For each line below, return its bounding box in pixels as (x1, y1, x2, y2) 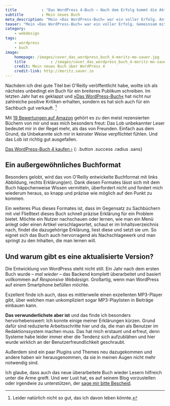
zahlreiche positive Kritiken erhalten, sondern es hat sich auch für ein (5, 99, 150, 104)
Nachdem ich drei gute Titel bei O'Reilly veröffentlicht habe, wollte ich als (5, 83, 158, 89)
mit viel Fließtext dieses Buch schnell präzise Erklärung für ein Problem (5, 211, 153, 217)
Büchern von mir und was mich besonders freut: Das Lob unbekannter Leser (5, 120, 165, 126)
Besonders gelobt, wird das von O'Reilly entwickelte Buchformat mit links (5, 174, 158, 180)
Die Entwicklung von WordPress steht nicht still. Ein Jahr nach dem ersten (5, 266, 159, 272)
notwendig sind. (5, 360, 39, 366)
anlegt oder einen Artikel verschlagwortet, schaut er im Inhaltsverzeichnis (5, 221, 159, 228)
